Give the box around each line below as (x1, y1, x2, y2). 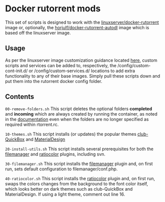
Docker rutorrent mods (5, 3, 101, 14)
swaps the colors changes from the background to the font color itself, (5, 181, 148, 187)
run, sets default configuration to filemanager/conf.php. (5, 166, 118, 172)
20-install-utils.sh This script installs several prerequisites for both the (5, 146, 154, 152)
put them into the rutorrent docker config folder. (5, 78, 102, 84)
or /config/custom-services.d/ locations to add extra (29, 68, 135, 74)
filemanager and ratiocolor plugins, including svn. (5, 151, 106, 157)
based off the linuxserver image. (5, 30, 71, 36)
